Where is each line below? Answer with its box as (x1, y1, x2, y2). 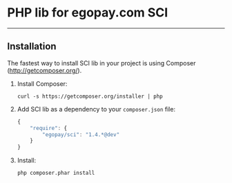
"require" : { (30, 125, 68, 131)
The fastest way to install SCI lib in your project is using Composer (7, 58, 196, 67)
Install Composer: (17, 79, 68, 87)
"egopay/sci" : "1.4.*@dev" (42, 131, 120, 138)
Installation (7, 41, 57, 52)
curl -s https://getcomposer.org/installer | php (17, 93, 164, 100)
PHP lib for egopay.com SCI (7, 5, 168, 21)
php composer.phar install (17, 170, 95, 177)
